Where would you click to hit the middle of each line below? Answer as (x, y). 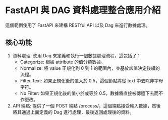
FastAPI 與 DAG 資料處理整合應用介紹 (83, 10)
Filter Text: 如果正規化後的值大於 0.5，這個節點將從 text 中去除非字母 (92, 80)
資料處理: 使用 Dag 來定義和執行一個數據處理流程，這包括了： (77, 55)
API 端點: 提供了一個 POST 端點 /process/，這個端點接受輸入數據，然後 (87, 105)
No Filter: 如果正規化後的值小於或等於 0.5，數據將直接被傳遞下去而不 (92, 93)
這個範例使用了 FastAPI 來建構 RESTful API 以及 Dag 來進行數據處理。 (78, 25)
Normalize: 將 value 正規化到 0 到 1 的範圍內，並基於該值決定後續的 (90, 68)
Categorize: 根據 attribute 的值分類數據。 (63, 62)
